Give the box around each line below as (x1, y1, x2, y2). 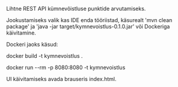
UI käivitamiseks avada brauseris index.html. (6, 76, 117, 82)
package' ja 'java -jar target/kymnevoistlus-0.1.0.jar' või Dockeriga (6, 23, 170, 30)
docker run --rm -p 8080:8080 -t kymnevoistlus (6, 64, 126, 71)
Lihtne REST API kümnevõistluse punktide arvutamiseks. (6, 5, 146, 12)
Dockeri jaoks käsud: (6, 41, 58, 48)
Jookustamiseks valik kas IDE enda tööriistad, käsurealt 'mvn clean (6, 17, 173, 23)
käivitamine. (6, 29, 36, 36)
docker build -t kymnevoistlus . (6, 52, 83, 59)
